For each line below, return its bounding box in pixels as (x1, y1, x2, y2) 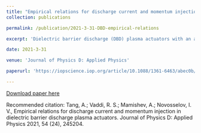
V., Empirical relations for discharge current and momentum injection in (6, 107, 181, 115)
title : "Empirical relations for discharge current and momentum (6, 8, 172, 15)
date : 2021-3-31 (6, 47, 47, 52)
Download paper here (6, 89, 60, 97)
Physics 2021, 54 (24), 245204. (6, 120, 84, 127)
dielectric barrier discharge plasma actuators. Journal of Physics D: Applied (6, 114, 193, 121)
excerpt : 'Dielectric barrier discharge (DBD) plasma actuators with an (6, 36, 191, 42)
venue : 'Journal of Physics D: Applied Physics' (6, 57, 130, 63)
